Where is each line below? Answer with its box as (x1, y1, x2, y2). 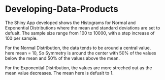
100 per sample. (5, 35, 38, 41)
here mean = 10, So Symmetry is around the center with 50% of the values (5, 50, 157, 56)
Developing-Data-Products (5, 3, 119, 15)
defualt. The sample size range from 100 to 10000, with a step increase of (5, 30, 155, 36)
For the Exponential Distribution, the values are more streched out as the (5, 65, 152, 71)
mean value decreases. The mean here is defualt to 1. (5, 70, 114, 76)
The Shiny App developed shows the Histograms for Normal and (5, 20, 136, 26)
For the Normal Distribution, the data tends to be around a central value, (5, 45, 151, 51)
